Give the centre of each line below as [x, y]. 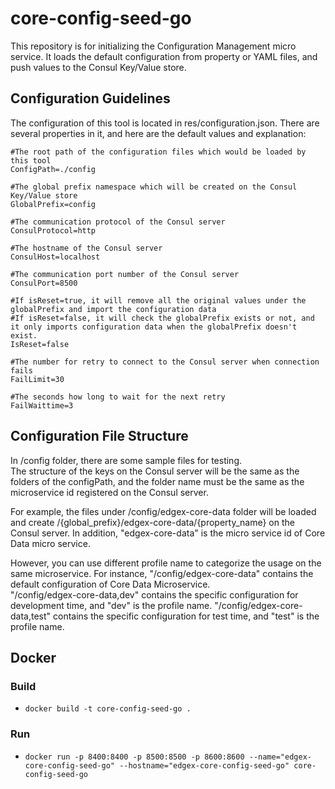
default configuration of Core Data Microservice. [110, 584]
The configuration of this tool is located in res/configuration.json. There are [165, 123]
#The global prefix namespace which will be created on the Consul [154, 187]
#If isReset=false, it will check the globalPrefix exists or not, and [162, 318]
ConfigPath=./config [53, 169]
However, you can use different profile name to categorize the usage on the [166, 563]
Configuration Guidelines [90, 98]
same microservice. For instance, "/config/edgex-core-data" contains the [162, 573]
